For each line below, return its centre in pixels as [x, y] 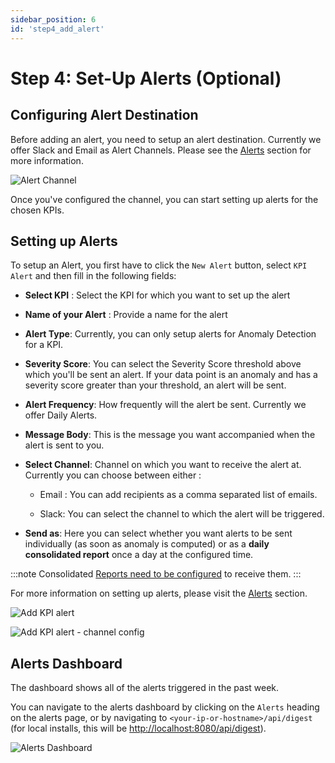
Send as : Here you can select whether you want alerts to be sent [158, 533]
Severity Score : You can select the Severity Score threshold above [163, 364]
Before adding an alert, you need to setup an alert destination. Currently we [166, 139]
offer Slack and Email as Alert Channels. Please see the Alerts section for [161, 150]
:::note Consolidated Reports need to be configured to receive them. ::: [156, 574]
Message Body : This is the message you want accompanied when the [170, 435]
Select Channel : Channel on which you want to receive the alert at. [163, 465]
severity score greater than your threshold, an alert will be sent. [155, 385]
